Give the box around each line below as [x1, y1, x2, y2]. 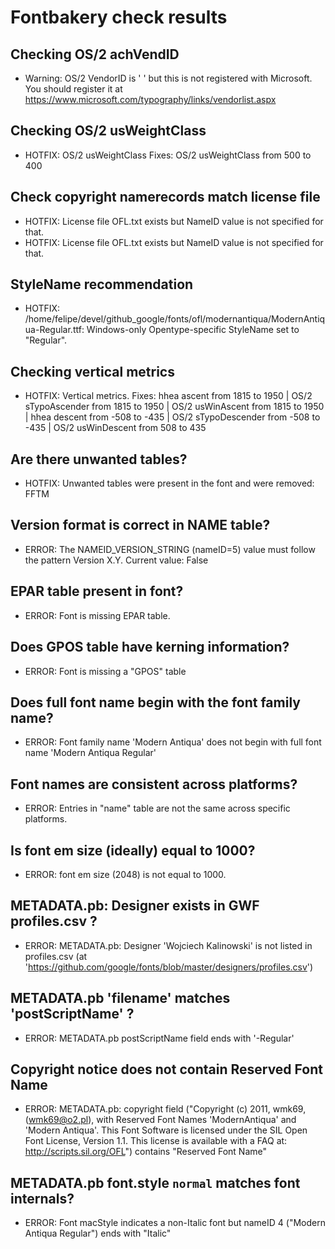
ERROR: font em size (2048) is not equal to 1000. [24, 868, 227, 880]
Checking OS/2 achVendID [10, 46, 180, 63]
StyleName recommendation [10, 276, 194, 293]
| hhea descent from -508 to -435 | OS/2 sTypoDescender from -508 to [24, 411, 321, 423]
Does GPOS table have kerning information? [10, 639, 290, 656]
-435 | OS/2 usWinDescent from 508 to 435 [24, 422, 207, 434]
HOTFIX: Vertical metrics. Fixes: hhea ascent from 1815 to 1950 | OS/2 [24, 390, 313, 402]
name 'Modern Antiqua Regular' [24, 747, 157, 759]
